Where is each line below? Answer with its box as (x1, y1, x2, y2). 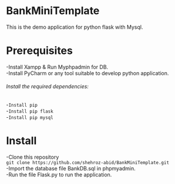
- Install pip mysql (6, 114, 54, 121)
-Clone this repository (6, 154, 59, 161)
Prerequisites (6, 44, 73, 57)
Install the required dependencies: (6, 83, 89, 90)
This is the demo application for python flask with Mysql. (6, 23, 143, 30)
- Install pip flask (6, 107, 54, 115)
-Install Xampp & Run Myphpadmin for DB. (6, 63, 109, 70)
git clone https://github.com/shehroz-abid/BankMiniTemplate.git (6, 160, 169, 166)
